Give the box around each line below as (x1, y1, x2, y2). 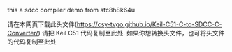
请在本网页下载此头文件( (7, 20, 78, 28)
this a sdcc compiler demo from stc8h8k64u (7, 6, 135, 14)
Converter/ (7, 29, 38, 37)
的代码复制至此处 (7, 37, 57, 46)
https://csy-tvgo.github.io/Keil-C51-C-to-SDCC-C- (76, 20, 222, 28)
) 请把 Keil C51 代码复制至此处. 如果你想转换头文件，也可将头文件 (38, 29, 225, 37)
